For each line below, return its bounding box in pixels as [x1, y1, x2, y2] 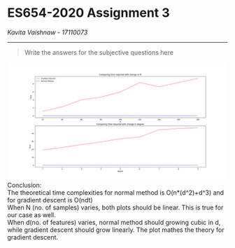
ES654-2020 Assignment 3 [7, 5, 170, 21]
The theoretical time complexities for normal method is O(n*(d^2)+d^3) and [7, 188, 225, 197]
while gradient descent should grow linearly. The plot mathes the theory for [7, 226, 225, 234]
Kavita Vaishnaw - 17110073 [7, 28, 88, 36]
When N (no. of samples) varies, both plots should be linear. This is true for [7, 203, 224, 212]
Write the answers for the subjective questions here [24, 48, 173, 57]
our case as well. [7, 210, 56, 219]
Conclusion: [7, 181, 42, 189]
